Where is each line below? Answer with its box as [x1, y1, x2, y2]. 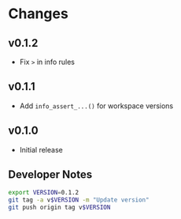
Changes [8, 5, 68, 23]
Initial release [19, 145, 63, 154]
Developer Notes [8, 168, 93, 182]
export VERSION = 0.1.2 [8, 189, 79, 197]
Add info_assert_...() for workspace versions [19, 100, 174, 111]
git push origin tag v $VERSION [8, 203, 111, 212]
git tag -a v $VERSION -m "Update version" [8, 196, 150, 204]
